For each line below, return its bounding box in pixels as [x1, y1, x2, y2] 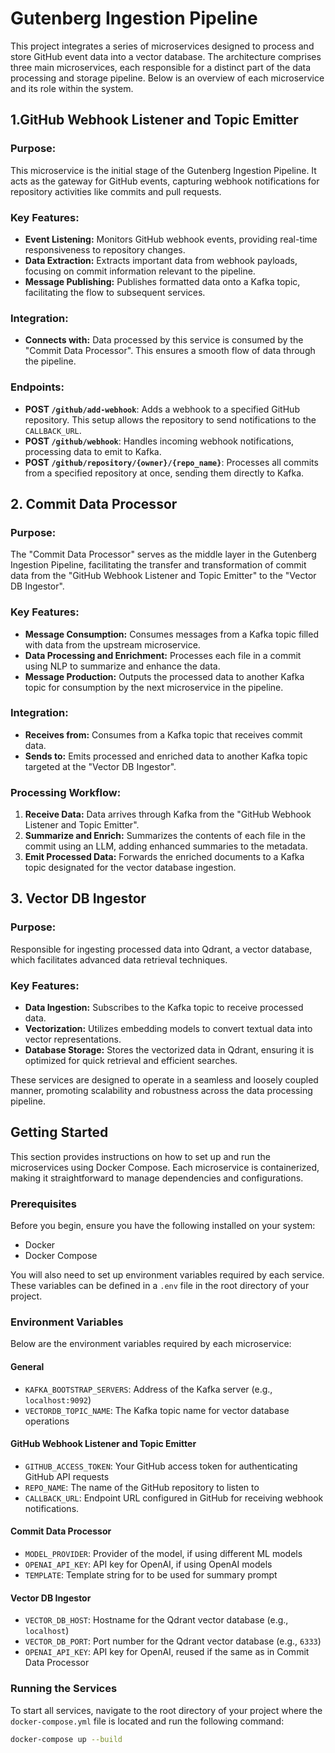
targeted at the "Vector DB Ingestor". [24, 760, 177, 772]
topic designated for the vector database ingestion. [24, 862, 237, 874]
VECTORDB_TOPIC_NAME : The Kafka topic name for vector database [24, 1404, 290, 1416]
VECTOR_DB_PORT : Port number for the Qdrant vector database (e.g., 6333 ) [24, 1635, 322, 1647]
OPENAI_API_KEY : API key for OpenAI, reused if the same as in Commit [24, 1646, 310, 1658]
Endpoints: [10, 380, 65, 394]
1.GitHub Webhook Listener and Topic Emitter [10, 112, 299, 129]
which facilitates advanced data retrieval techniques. [10, 953, 228, 966]
